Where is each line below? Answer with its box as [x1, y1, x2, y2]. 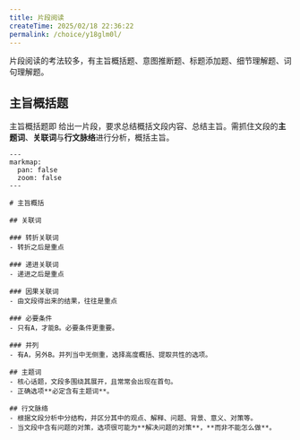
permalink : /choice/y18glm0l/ [9, 30, 123, 39]
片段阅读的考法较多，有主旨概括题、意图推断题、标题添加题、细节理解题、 [9, 56, 284, 66]
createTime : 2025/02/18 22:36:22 [9, 22, 134, 30]
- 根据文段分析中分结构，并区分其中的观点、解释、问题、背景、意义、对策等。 [9, 414, 258, 423]
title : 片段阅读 [9, 13, 64, 22]
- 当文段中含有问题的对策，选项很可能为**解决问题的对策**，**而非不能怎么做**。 [9, 423, 276, 433]
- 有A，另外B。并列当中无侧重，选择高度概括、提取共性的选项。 [9, 350, 212, 359]
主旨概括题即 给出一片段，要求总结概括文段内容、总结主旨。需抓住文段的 [9, 121, 279, 132]
